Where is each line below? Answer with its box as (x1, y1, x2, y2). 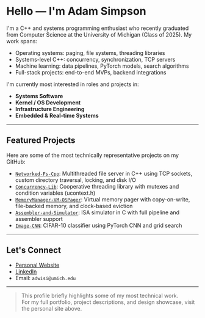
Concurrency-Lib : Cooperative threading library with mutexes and (15, 182, 179, 190)
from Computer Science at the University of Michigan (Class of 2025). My (6, 31, 192, 38)
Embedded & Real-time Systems (15, 112, 99, 119)
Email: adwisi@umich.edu (15, 274, 76, 281)
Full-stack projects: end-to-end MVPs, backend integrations (15, 68, 167, 76)
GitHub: (6, 157, 26, 165)
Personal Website (15, 261, 60, 269)
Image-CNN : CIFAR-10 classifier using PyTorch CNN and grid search (15, 222, 182, 229)
